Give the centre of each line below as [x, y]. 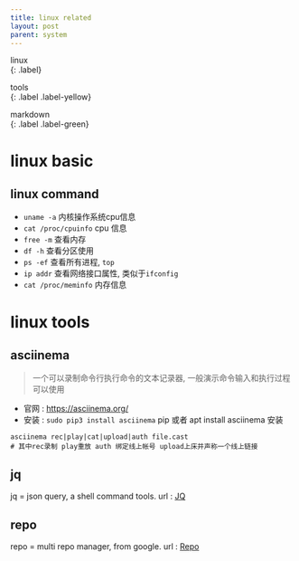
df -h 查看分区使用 [58, 251]
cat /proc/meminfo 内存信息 [75, 285]
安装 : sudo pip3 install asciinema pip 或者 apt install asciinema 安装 [153, 420]
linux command [55, 194]
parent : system [39, 34]
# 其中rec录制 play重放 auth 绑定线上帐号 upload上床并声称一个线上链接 [134, 447]
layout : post [35, 26]
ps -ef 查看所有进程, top [69, 262]
